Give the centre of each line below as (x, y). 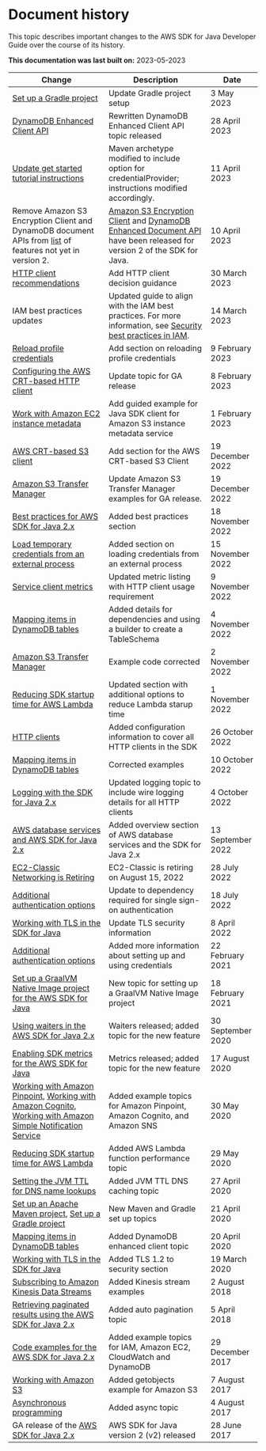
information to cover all (151, 737)
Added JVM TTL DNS (148, 1180)
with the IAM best (141, 305)
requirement (131, 597)
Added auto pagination (151, 1309)
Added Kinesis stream (149, 1282)
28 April (225, 120)
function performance (149, 1158)
